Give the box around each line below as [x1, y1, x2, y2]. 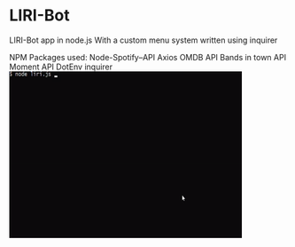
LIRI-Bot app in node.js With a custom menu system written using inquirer [9, 35, 278, 45]
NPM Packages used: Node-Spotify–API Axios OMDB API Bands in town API [9, 52, 286, 62]
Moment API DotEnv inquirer [9, 61, 113, 72]
